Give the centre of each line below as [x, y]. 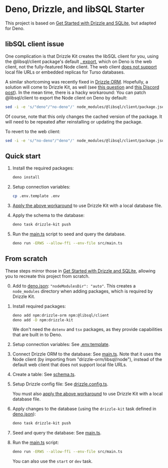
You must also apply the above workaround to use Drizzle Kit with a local [87, 394]
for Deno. [15, 28]
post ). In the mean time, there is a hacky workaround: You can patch [75, 92]
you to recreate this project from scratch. [47, 276]
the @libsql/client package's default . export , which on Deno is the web [78, 61]
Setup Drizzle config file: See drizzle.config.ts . [60, 384]
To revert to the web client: [33, 131]
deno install [26, 177]
